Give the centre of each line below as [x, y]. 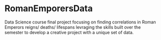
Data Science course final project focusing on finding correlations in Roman [80, 22]
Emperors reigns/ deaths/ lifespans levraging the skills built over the [73, 27]
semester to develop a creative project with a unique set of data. [69, 32]
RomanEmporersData [49, 9]
